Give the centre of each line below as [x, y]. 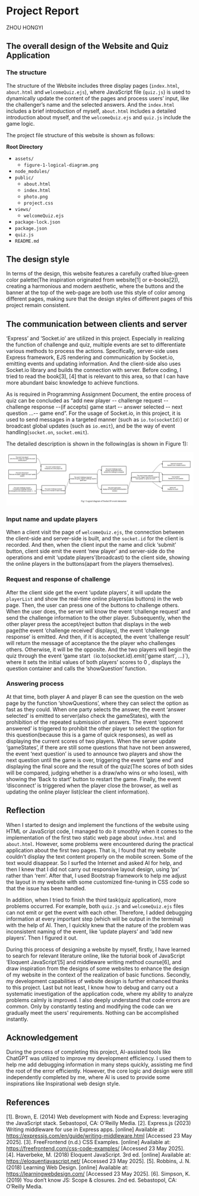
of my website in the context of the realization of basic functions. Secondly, [99, 975]
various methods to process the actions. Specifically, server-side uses [92, 351]
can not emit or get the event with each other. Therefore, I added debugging [99, 912]
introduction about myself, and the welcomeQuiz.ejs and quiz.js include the [99, 117]
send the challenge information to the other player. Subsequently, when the [98, 618]
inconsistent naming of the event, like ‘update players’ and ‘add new [89, 931]
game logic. [20, 123]
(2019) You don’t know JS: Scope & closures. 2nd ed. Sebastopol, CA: [91, 1180]
